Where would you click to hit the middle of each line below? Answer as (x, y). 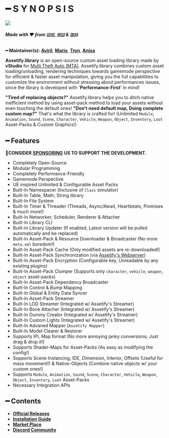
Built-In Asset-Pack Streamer (43, 298)
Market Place (27, 424)
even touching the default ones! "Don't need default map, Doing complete (84, 108)
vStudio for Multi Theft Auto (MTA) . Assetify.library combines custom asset (85, 66)
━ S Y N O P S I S (40, 9)
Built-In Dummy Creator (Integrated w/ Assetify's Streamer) (75, 314)
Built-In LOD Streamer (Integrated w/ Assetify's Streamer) (73, 304)
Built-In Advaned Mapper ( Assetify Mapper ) (58, 325)
